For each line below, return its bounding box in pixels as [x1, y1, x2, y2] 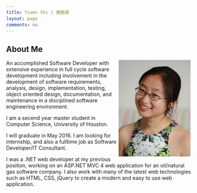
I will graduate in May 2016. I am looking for [6, 132, 111, 139]
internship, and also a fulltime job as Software [6, 138, 117, 146]
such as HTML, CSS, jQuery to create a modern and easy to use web [6, 174, 172, 181]
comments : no [6, 22, 38, 27]
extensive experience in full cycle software [6, 66, 110, 73]
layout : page [6, 15, 38, 22]
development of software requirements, [6, 78, 102, 85]
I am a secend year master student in [6, 115, 96, 122]
